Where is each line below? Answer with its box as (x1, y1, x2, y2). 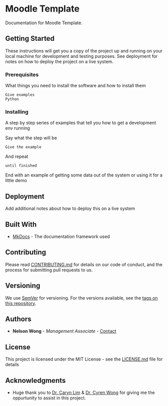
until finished (5, 163, 37, 168)
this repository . (5, 300, 37, 306)
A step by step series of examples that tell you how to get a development (5, 120, 156, 126)
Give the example (5, 145, 42, 150)
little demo (5, 178, 27, 184)
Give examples (5, 92, 35, 97)
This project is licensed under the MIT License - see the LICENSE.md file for (5, 356, 163, 362)
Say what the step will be (5, 135, 57, 141)
